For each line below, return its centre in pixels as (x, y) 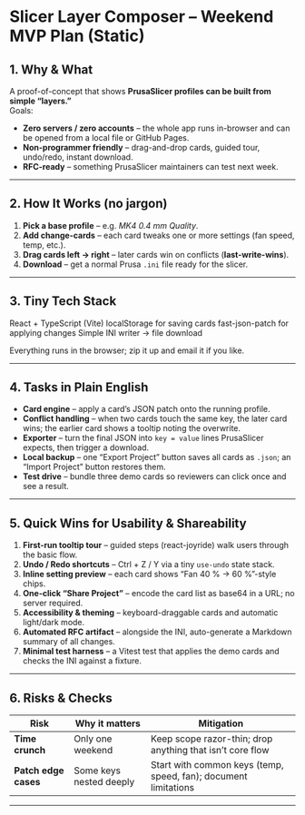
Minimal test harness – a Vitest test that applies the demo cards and (151, 652)
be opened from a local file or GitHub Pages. (106, 137)
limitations (173, 788)
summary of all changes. (69, 642)
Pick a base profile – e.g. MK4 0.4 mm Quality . (110, 225)
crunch (30, 751)
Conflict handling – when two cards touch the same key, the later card (155, 418)
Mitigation (221, 723)
